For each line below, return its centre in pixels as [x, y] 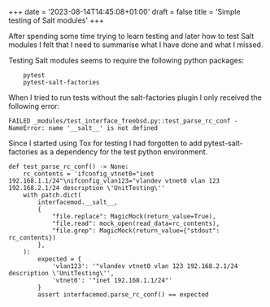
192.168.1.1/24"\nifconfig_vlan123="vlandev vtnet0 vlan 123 [114, 181]
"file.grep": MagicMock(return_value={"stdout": [136, 231]
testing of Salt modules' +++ [56, 20]
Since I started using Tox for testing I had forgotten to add [105, 143]
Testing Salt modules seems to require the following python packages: [126, 61]
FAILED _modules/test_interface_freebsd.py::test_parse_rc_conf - [123, 121]
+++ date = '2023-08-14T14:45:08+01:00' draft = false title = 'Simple [125, 12]
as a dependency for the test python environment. [124, 152]
